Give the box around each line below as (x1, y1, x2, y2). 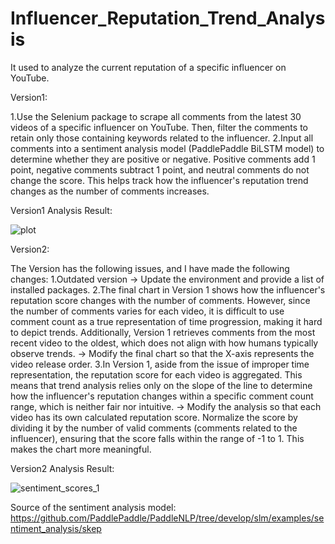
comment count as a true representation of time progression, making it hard (10, 315, 323, 327)
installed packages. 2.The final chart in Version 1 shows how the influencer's (10, 283, 326, 296)
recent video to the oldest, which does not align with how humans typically (10, 337, 319, 349)
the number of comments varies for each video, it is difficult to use (10, 305, 285, 317)
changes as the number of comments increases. (10, 185, 210, 197)
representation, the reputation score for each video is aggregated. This (10, 368, 303, 381)
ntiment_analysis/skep (10, 522, 102, 534)
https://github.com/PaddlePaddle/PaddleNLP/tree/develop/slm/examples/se (10, 512, 325, 524)
